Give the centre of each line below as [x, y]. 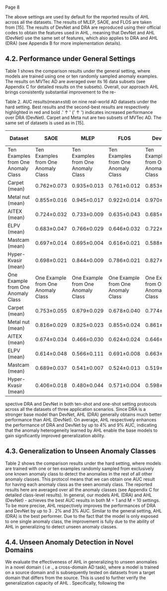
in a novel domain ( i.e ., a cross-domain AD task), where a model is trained [82, 567]
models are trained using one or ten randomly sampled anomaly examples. [82, 76]
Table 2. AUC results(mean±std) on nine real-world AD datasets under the [81, 101]
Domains [19, 550]
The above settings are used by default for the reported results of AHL [77, 17]
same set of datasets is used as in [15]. [45, 123]
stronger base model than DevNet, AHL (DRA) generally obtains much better [83, 414]
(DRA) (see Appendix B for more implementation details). [63, 43]
